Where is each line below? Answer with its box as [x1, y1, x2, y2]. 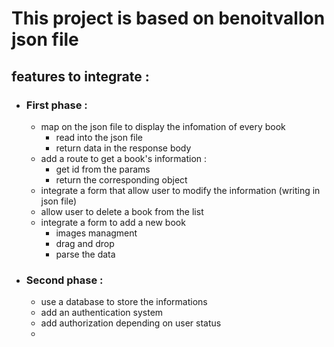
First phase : [25, 98, 88, 112]
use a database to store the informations [40, 296, 208, 308]
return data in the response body [55, 142, 192, 154]
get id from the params [55, 163, 151, 175]
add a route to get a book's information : [40, 152, 208, 164]
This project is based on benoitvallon [11, 7, 326, 30]
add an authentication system [40, 307, 164, 319]
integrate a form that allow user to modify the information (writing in [40, 184, 321, 196]
